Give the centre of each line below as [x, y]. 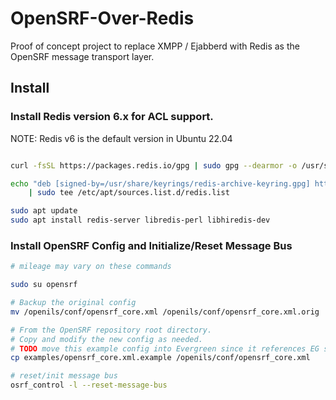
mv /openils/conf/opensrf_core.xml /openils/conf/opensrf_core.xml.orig [165, 312]
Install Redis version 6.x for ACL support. [112, 117]
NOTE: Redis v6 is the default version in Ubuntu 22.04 [121, 138]
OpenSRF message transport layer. [82, 56]
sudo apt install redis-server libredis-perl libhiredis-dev [140, 220]
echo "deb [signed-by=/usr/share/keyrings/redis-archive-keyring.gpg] [160, 183]
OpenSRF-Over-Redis [102, 18]
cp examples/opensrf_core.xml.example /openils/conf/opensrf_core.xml [160, 358]
